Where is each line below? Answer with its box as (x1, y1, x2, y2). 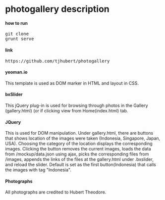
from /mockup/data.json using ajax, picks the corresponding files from (5, 151, 149, 157)
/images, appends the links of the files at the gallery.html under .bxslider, (5, 156, 154, 162)
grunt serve (5, 36, 34, 42)
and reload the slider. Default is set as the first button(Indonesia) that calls (5, 162, 156, 168)
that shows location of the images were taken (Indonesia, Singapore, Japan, (5, 135, 161, 142)
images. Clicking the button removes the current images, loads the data (5, 146, 151, 152)
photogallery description (5, 3, 110, 15)
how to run (5, 20, 28, 26)
